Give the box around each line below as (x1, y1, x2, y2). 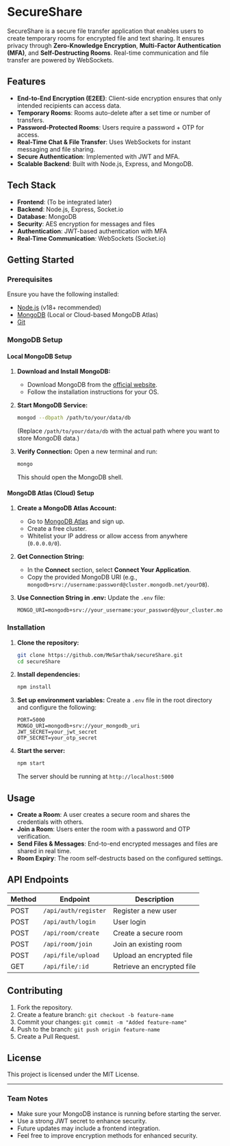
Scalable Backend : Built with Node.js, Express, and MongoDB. (16, 159, 194, 168)
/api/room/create (43, 929, 100, 937)
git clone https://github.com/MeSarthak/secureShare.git (16, 652, 183, 658)
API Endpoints (7, 874, 69, 885)
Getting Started (7, 254, 75, 265)
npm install (16, 684, 51, 691)
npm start (16, 760, 46, 767)
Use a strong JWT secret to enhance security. (16, 1117, 147, 1125)
